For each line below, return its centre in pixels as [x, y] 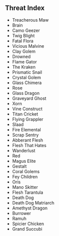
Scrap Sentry [25, 135]
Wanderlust [24, 150]
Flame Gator [25, 61]
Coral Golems [26, 171]
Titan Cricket [25, 114]
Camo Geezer [26, 30]
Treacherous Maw [30, 20]
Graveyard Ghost [29, 98]
